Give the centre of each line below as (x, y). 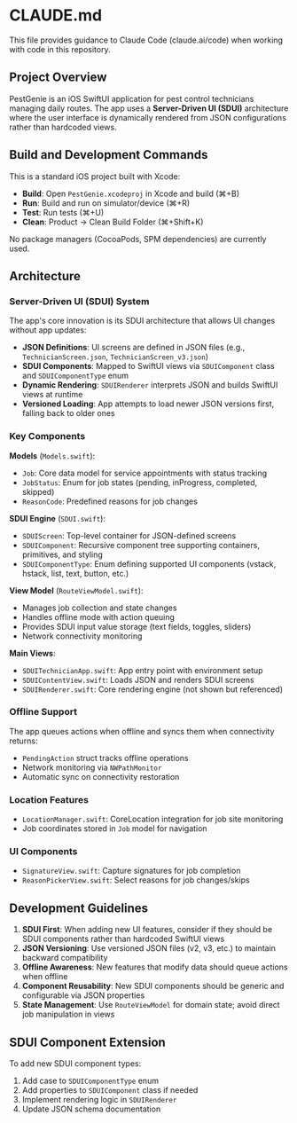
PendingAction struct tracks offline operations (105, 758)
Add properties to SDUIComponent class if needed (110, 1090)
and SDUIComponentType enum (75, 376)
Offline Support (43, 712)
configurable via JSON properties (83, 995)
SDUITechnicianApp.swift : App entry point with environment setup (142, 670)
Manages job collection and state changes (99, 608)
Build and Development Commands (109, 155)
